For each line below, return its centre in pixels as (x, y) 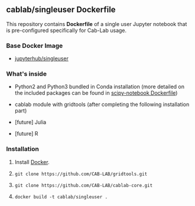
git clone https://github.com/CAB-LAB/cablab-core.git (84, 185)
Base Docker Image (35, 46)
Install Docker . (32, 162)
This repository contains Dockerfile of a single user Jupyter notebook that (97, 24)
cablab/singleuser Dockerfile (61, 10)
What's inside (27, 74)
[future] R (26, 134)
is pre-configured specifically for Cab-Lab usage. (66, 30)
